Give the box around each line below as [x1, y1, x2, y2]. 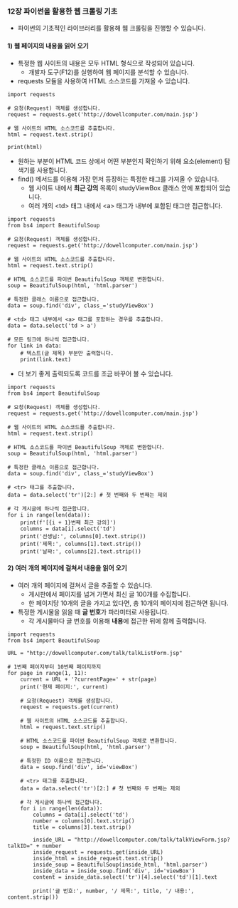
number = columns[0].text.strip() [33, 817, 135, 825]
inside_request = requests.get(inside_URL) [33, 848, 163, 856]
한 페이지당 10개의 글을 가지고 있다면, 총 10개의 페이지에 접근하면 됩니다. [28, 599, 229, 607]
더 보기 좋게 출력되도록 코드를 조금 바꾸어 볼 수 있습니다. [17, 369, 173, 378]
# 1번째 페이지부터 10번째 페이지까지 [7, 663, 102, 671]
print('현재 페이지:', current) [20, 683, 109, 691]
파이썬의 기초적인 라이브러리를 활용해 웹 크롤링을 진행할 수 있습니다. [17, 24, 206, 33]
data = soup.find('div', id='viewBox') [20, 763, 139, 770]
